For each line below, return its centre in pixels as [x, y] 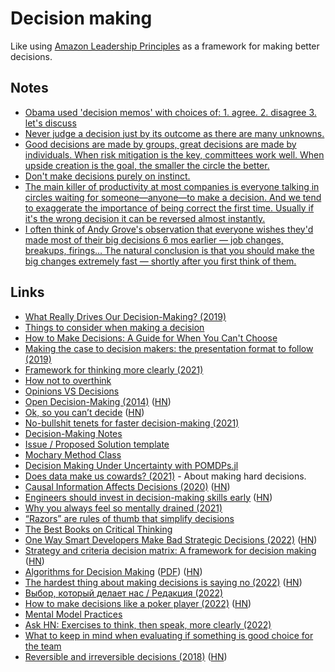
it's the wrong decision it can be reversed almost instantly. [145, 218]
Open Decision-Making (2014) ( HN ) [98, 401]
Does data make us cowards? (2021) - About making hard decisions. [165, 476]
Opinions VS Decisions [72, 391]
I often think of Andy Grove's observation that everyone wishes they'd [169, 229]
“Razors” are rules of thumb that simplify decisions [129, 518]
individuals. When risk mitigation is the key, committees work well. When [174, 154]
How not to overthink [68, 380]
